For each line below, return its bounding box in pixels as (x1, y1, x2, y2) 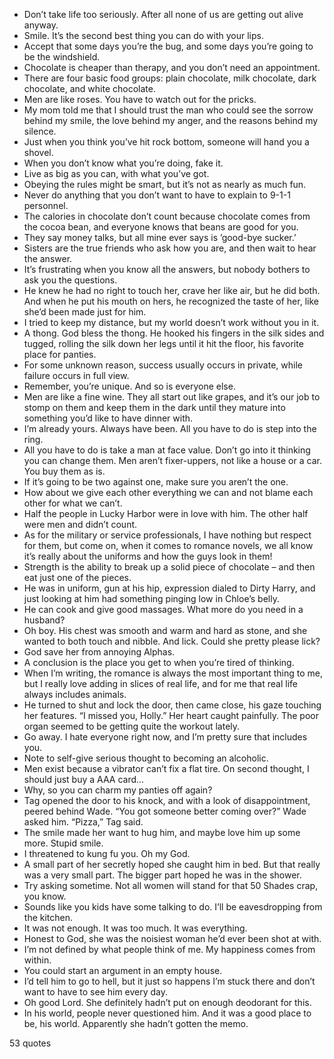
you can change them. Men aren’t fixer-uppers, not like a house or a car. (23, 455, 322, 466)
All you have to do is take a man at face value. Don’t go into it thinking (23, 444, 311, 456)
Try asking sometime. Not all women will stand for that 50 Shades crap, (23, 880, 319, 891)
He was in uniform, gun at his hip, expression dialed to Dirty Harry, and (23, 582, 316, 594)
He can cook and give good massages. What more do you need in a (23, 604, 304, 615)
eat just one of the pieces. (23, 572, 132, 583)
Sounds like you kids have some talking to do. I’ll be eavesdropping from (23, 901, 323, 913)
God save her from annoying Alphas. (23, 646, 176, 658)
